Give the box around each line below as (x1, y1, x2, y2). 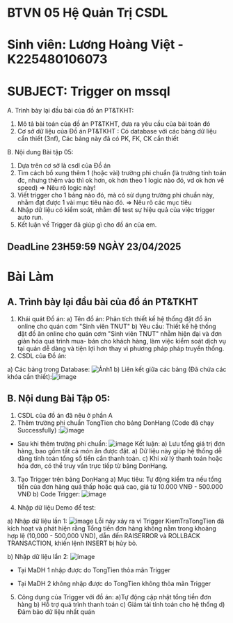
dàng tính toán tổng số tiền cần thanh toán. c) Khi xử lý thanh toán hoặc (17, 454, 223, 462)
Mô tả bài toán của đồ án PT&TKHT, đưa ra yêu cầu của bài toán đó (17, 120, 211, 128)
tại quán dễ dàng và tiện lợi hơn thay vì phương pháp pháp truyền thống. (17, 344, 225, 353)
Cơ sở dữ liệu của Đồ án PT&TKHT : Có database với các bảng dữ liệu (17, 127, 217, 136)
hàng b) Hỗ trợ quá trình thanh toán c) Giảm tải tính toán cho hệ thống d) (17, 600, 225, 608)
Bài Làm (7, 268, 54, 284)
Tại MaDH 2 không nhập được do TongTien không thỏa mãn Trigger (17, 579, 211, 588)
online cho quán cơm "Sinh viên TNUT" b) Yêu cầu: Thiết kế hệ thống (17, 322, 217, 330)
